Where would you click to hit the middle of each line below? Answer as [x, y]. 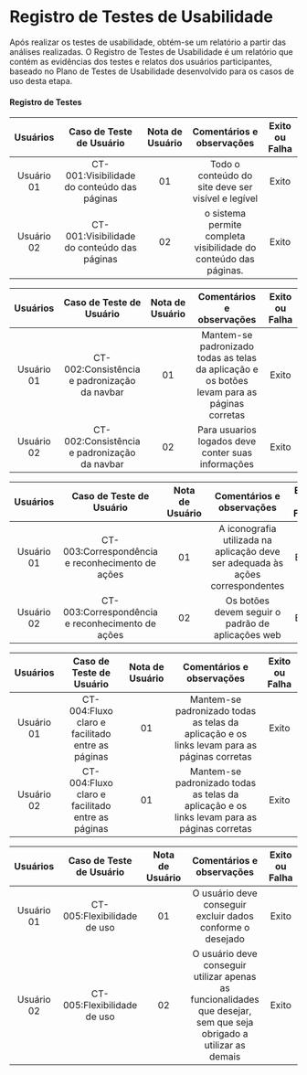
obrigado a [225, 1034]
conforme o [225, 928]
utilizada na [247, 540]
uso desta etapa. [41, 80]
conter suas [227, 452]
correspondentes [248, 586]
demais [225, 1057]
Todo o [225, 165]
